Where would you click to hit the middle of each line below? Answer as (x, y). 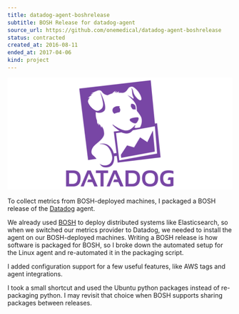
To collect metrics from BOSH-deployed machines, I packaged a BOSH (112, 201)
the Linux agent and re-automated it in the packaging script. (96, 252)
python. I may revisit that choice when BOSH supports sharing (131, 295)
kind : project (29, 61)
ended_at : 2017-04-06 (40, 53)
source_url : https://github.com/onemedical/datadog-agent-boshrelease (115, 30)
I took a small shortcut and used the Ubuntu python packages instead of (113, 288)
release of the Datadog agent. (51, 208)
